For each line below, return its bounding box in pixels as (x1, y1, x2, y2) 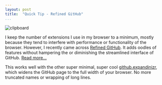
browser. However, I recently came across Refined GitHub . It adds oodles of (5, 44, 157, 50)
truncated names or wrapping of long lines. (5, 74, 91, 80)
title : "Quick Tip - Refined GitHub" (5, 12, 83, 16)
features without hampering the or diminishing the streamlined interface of (5, 49, 154, 56)
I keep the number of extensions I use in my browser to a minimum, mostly (5, 34, 154, 40)
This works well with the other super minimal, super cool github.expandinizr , (5, 64, 158, 70)
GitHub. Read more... (5, 55, 47, 60)
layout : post (5, 7, 32, 12)
